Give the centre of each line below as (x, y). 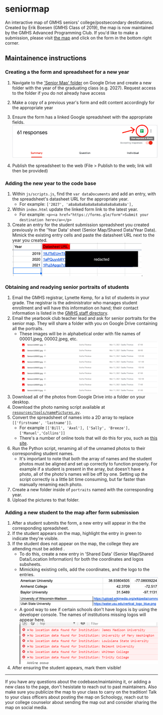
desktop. (21, 402)
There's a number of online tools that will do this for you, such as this (88, 438)
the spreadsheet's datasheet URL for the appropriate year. (70, 199)
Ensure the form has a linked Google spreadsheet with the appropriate (82, 117)
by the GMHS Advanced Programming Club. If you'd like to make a (72, 33)
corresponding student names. (43, 453)
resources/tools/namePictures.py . (46, 412)
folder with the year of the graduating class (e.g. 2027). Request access (84, 88)
